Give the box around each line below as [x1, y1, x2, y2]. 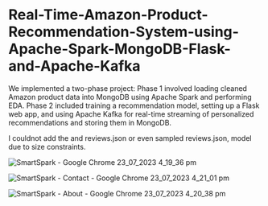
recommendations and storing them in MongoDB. [8, 117, 171, 127]
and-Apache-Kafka [8, 57, 141, 76]
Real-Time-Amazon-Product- [8, 6, 208, 24]
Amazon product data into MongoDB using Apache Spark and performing [8, 92, 252, 101]
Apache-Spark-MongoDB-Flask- [8, 40, 231, 58]
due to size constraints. [8, 142, 86, 151]
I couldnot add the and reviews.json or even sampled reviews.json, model [8, 133, 252, 142]
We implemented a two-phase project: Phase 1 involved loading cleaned [8, 83, 248, 93]
